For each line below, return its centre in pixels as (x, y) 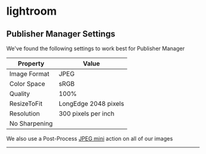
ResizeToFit (26, 104)
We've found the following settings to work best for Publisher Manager (96, 48)
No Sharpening (31, 123)
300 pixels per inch (86, 113)
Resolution (25, 113)
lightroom (32, 11)
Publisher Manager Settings (61, 34)
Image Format (29, 74)
